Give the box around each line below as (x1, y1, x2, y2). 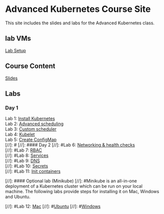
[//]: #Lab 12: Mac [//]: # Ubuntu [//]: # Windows (5, 204, 101, 210)
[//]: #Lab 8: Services (5, 152, 49, 158)
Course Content (5, 62, 55, 71)
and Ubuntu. (5, 194, 31, 200)
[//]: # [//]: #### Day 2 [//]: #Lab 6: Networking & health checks (5, 142, 135, 148)
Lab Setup (5, 47, 26, 53)
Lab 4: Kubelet (5, 132, 35, 138)
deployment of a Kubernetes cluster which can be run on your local (5, 183, 143, 189)
